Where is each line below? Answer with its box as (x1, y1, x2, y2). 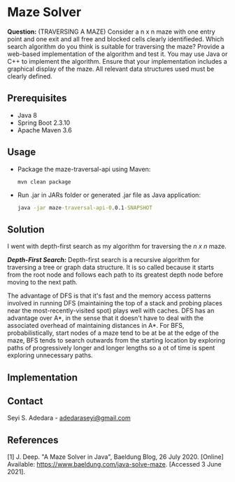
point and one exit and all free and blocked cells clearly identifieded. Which (7, 34, 225, 43)
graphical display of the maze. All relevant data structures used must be (7, 64, 215, 73)
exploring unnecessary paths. (7, 351, 93, 359)
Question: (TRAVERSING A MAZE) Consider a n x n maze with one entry (7, 27, 215, 36)
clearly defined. (7, 71, 52, 81)
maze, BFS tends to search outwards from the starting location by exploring (7, 336, 226, 345)
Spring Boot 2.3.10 (17, 118, 71, 127)
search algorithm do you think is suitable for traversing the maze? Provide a (7, 42, 225, 50)
